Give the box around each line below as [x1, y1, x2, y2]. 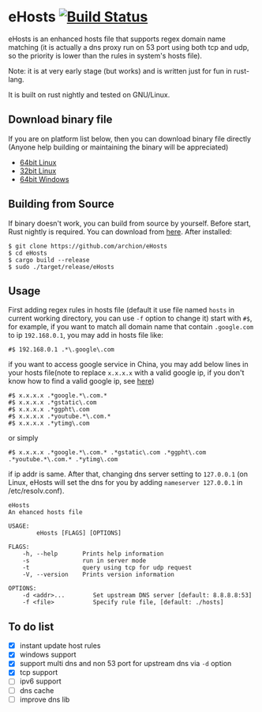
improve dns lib [19, 695, 70, 704]
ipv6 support [19, 676, 62, 686]
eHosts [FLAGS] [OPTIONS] [36, 529, 122, 537]
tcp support [19, 668, 58, 677]
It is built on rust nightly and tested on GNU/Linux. [8, 89, 170, 99]
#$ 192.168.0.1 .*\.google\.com [8, 346, 114, 354]
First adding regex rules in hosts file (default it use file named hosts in [8, 305, 235, 315]
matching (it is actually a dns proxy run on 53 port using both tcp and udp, [8, 42, 249, 51]
